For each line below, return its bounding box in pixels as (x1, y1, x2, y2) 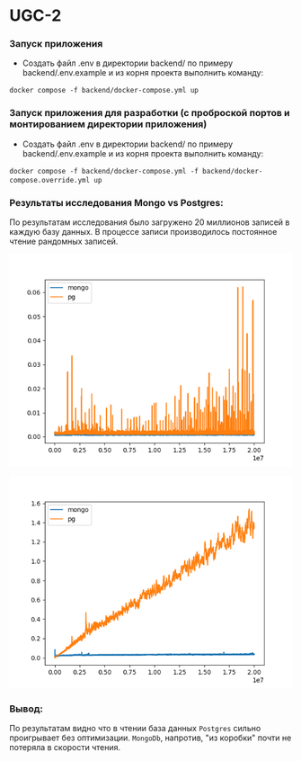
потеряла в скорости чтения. (9, 742, 121, 753)
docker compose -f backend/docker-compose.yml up (9, 86, 199, 95)
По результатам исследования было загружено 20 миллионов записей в (9, 217, 290, 228)
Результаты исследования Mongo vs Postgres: (9, 196, 224, 209)
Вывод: (9, 703, 43, 715)
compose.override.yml (9, 175, 91, 184)
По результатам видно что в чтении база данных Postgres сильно (9, 723, 261, 734)
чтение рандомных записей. (9, 236, 119, 247)
